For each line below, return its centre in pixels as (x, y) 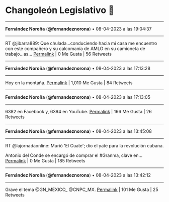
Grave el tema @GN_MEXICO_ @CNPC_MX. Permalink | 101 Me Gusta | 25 (82, 189)
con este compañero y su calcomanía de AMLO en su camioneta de (75, 48)
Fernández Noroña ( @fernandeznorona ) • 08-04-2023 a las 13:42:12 (78, 175)
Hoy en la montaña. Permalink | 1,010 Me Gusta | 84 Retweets (69, 83)
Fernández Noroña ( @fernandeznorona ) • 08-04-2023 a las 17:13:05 (78, 97)
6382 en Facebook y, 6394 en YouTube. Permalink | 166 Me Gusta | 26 (78, 111)
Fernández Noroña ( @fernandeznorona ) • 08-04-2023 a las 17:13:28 (78, 68)
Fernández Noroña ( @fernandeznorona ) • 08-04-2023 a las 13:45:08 (78, 131)
